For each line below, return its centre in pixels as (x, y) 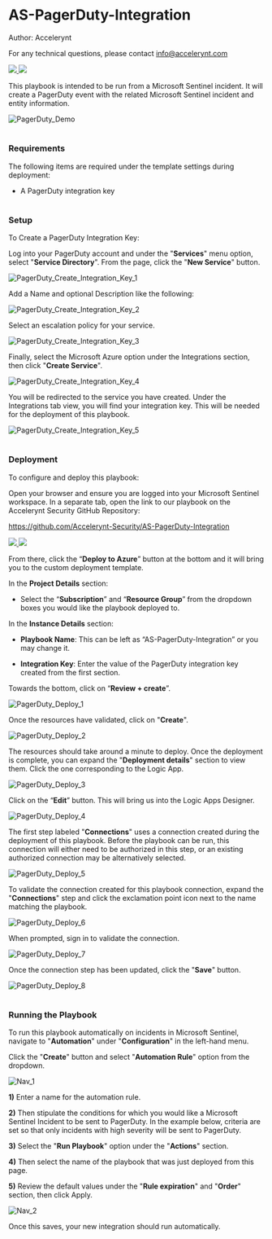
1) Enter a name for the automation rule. (75, 1097)
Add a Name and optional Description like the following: (101, 294)
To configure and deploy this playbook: (74, 477)
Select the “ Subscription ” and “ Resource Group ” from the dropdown (136, 599)
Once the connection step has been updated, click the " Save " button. (125, 969)
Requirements (37, 148)
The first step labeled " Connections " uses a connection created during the (134, 832)
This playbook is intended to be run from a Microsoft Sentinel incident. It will (136, 86)
